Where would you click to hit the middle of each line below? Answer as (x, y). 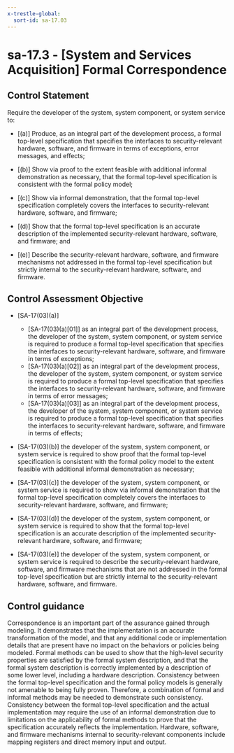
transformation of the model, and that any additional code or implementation (117, 638)
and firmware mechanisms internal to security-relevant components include (116, 735)
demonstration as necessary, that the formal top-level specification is (117, 176)
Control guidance (46, 606)
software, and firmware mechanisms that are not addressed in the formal (122, 569)
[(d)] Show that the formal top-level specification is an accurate (109, 226)
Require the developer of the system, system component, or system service (116, 112)
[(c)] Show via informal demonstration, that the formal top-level (108, 197)
